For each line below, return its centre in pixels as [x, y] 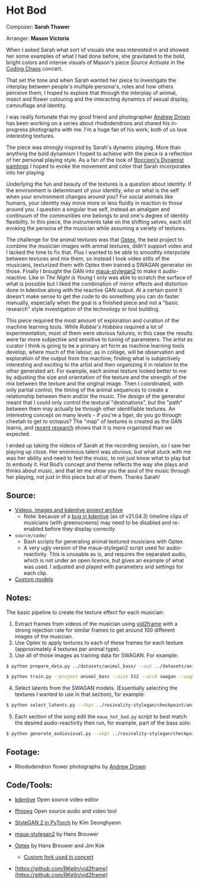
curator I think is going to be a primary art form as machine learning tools [95, 345]
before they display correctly [80, 529]
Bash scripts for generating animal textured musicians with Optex [103, 541]
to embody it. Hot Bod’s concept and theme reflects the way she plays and [97, 464]
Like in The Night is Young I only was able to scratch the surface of [110, 277]
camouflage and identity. [36, 105]
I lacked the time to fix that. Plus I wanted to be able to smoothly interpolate [98, 252]
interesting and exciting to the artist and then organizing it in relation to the [97, 364]
